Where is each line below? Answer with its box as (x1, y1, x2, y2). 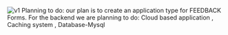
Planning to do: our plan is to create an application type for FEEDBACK (21, 7, 222, 14)
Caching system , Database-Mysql (7, 21, 105, 28)
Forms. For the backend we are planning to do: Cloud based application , (7, 13, 214, 22)
